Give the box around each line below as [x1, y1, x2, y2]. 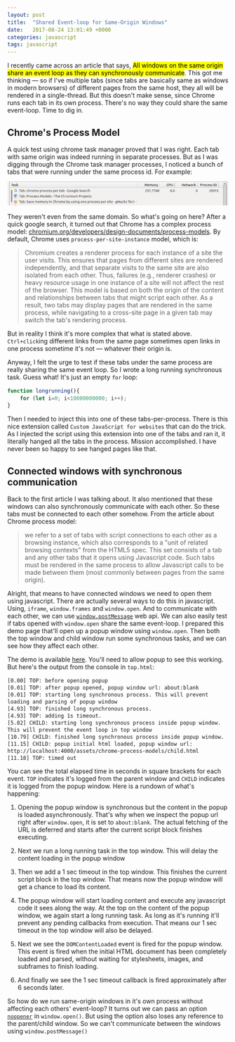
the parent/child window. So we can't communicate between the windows [7, 1019, 221, 1028]
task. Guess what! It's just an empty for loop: [7, 373, 138, 381]
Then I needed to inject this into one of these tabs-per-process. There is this [7, 415, 229, 424]
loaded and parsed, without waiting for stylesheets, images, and [17, 955, 203, 963]
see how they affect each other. [7, 642, 100, 650]
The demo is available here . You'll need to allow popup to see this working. [7, 655, 224, 664]
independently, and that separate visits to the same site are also [24, 263, 209, 272]
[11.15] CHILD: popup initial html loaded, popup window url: [7, 741, 193, 748]
